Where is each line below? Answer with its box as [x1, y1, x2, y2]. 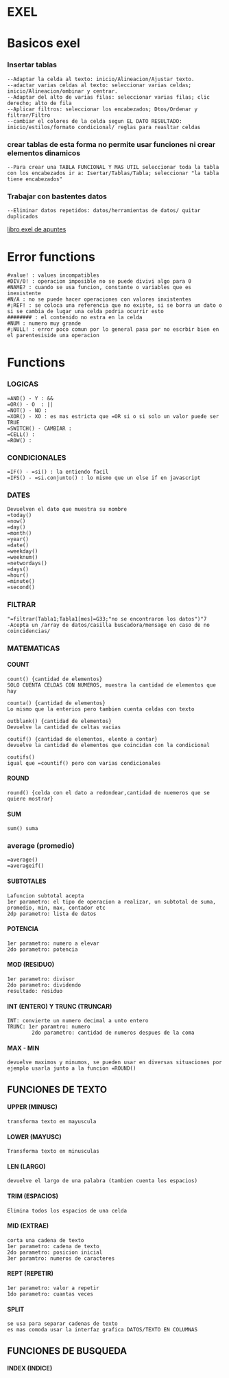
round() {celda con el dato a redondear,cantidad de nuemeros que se [7, 789, 210, 796]
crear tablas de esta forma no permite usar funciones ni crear [7, 139, 216, 149]
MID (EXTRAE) [7, 1221, 49, 1230]
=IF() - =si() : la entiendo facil [7, 468, 109, 475]
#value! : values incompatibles [7, 272, 99, 279]
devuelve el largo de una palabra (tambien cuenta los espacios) [7, 1178, 197, 1184]
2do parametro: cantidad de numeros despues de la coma [32, 1029, 195, 1037]
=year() [7, 536, 29, 543]
